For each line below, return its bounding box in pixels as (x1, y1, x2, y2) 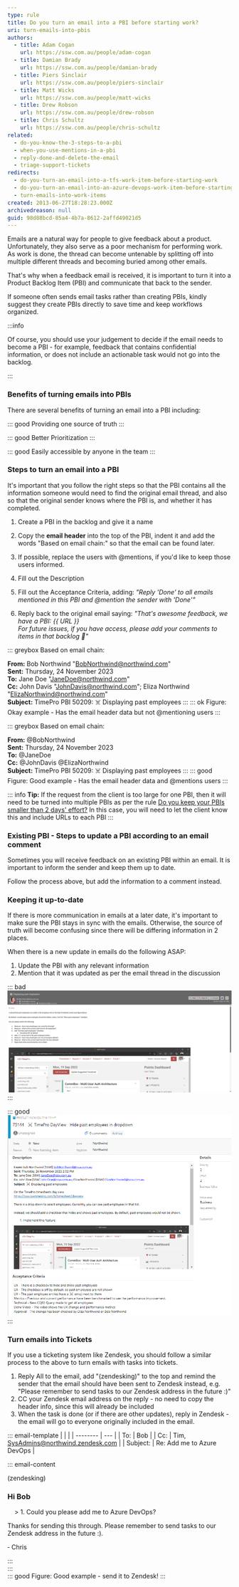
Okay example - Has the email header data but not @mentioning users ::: (7, 708, 221, 716)
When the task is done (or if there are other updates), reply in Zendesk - (17, 1410, 230, 1418)
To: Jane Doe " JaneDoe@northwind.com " (7, 674, 130, 683)
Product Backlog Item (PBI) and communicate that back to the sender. (7, 278, 212, 288)
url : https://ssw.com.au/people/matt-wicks (20, 94, 152, 101)
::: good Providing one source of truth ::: (7, 419, 124, 428)
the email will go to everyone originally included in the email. (17, 1417, 195, 1425)
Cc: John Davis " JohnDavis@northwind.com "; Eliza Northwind (7, 682, 190, 691)
